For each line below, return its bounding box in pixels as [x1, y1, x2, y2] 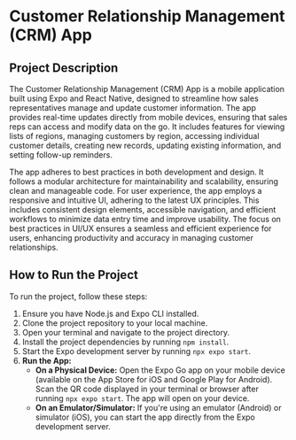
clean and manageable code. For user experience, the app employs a [9, 186, 262, 196]
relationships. [9, 242, 59, 252]
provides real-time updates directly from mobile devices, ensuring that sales [9, 112, 288, 122]
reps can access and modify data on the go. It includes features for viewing [9, 121, 285, 132]
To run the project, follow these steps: [9, 290, 148, 302]
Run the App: [21, 355, 73, 366]
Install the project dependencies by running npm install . [21, 336, 230, 347]
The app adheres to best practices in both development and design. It [9, 166, 264, 177]
